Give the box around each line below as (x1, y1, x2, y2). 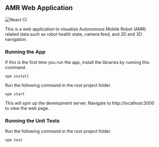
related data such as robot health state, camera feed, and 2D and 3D (5, 31, 142, 37)
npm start (5, 92, 25, 97)
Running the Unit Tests (5, 118, 60, 124)
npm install (5, 74, 29, 79)
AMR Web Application (5, 4, 73, 12)
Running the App (5, 48, 46, 55)
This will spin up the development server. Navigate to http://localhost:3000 (5, 100, 155, 106)
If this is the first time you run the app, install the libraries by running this (5, 59, 150, 65)
